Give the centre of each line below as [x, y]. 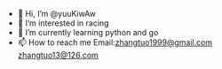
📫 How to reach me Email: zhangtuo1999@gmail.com [115, 42]
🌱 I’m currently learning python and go [88, 32]
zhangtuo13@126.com [58, 55]
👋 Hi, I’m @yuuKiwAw [56, 14]
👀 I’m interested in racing [63, 23]
